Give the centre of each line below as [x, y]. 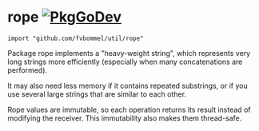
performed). [28, 70]
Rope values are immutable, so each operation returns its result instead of [129, 109]
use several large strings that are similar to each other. [97, 94]
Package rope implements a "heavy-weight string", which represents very [129, 53]
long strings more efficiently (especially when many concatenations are [125, 62]
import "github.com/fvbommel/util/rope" [76, 38]
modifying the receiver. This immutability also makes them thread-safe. [125, 118]
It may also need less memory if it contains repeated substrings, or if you [128, 85]
